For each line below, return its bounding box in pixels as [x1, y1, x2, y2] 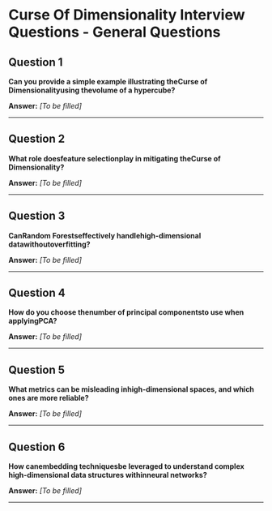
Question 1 [8, 55, 63, 69]
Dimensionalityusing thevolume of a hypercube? [8, 85, 176, 95]
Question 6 [8, 440, 66, 453]
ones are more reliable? [8, 393, 89, 403]
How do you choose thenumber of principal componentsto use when [8, 307, 244, 317]
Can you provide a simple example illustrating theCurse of [8, 77, 208, 86]
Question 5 [8, 363, 66, 376]
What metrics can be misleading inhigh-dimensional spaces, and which [8, 384, 255, 394]
